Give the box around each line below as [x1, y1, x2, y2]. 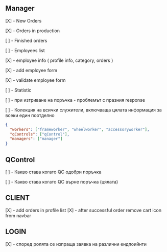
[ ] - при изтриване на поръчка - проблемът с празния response [5, 97, 146, 103]
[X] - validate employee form [5, 77, 66, 83]
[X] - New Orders [5, 17, 42, 24]
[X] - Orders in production [5, 28, 60, 34]
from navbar [5, 212, 32, 219]
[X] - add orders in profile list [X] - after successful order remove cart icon [5, 207, 162, 213]
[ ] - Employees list [5, 47, 45, 53]
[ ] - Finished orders [5, 37, 47, 43]
